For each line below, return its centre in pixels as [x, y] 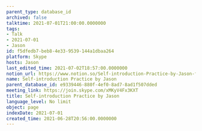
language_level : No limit [38, 101]
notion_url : [21, 74]
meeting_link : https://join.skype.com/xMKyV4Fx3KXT [72, 91]
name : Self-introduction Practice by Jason [62, 79]
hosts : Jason [23, 62]
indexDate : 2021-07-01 [35, 113]
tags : [13, 29]
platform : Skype [26, 57]
